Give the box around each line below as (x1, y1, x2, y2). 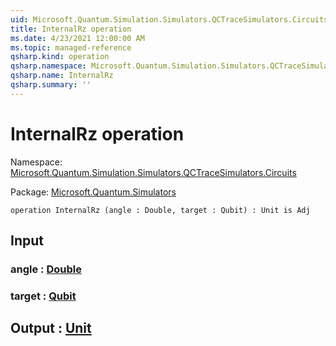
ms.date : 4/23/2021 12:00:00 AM (10, 33, 145, 43)
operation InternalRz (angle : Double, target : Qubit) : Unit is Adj (10, 205, 311, 215)
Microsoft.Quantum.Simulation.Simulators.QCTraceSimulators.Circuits (10, 166, 297, 178)
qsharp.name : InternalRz (10, 71, 114, 81)
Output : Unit (10, 320, 92, 337)
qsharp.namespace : (10, 61, 87, 71)
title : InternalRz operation (10, 24, 132, 34)
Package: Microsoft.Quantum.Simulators (10, 186, 177, 198)
